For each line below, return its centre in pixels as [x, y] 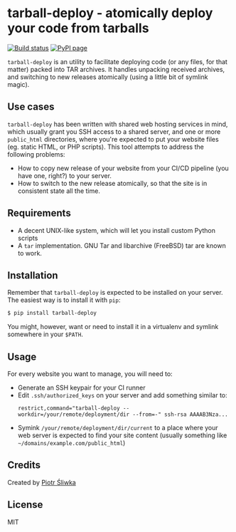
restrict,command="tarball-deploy [69, 408]
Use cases [31, 107]
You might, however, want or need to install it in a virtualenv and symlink [113, 327]
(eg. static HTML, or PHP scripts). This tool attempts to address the [106, 147]
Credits [24, 465]
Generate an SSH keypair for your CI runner [81, 388]
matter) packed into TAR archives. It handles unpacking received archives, [116, 69]
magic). [18, 84]
